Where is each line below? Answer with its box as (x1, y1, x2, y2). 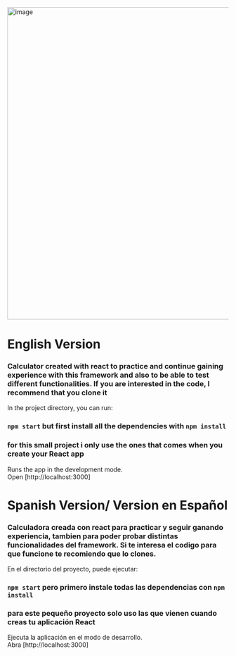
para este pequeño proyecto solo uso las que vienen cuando (7, 609, 218, 619)
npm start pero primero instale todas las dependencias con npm (7, 583, 225, 593)
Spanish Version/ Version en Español (7, 497, 228, 513)
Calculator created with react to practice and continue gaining (7, 361, 223, 371)
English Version (7, 336, 101, 352)
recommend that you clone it (7, 388, 107, 397)
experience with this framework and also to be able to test (7, 370, 209, 380)
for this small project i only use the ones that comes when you (7, 440, 223, 450)
